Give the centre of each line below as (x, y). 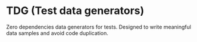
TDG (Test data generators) (75, 11)
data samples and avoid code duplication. (57, 33)
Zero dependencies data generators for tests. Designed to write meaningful (99, 27)
